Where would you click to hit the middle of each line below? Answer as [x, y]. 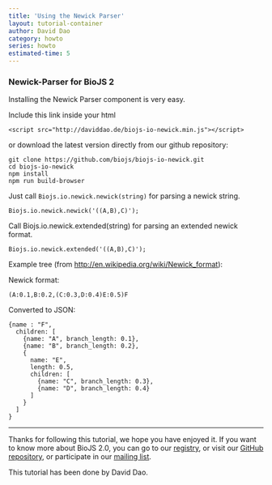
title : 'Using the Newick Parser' [67, 16]
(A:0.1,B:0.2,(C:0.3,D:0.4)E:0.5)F [68, 295]
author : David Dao [39, 31]
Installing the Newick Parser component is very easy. [97, 100]
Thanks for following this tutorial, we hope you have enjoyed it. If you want [132, 440]
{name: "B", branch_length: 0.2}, [81, 346]
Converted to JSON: [42, 310]
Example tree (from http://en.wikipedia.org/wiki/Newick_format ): [116, 265]
